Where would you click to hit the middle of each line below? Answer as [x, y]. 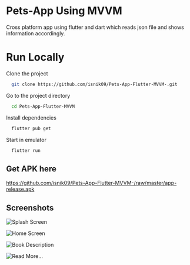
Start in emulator [26, 140]
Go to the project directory [38, 95]
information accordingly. [36, 33]
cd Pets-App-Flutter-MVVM [43, 106]
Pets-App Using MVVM [64, 11]
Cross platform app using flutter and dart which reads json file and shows [95, 27]
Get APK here [31, 169]
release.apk [20, 189]
